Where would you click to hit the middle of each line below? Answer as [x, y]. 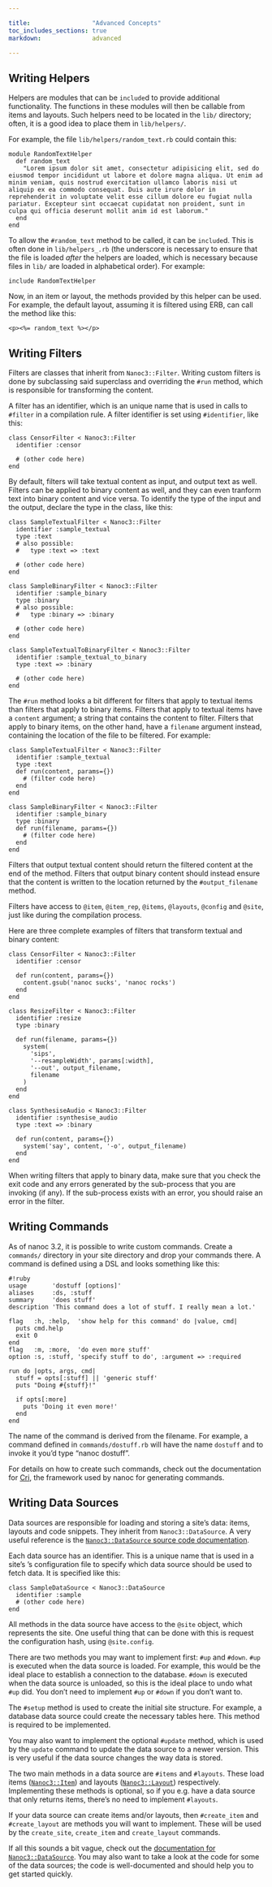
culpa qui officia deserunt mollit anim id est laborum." [108, 211]
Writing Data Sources [64, 1503]
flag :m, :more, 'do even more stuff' [80, 1349]
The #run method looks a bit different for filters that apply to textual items [131, 701]
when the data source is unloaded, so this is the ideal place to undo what [131, 1683]
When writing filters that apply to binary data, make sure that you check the [135, 1175]
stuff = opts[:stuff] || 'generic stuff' [87, 1378]
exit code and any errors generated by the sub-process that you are [122, 1184]
